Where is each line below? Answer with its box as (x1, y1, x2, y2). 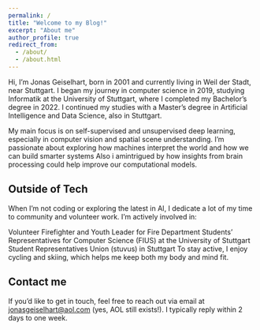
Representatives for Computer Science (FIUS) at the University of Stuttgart (8, 235, 251, 245)
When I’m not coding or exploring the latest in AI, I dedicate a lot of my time (8, 203, 253, 213)
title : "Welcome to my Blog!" (8, 19, 108, 27)
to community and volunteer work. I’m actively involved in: (8, 212, 197, 221)
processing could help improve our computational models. (8, 159, 198, 169)
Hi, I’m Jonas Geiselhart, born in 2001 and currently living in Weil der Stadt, (8, 77, 252, 87)
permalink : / (8, 11, 51, 20)
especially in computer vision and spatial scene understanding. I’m (8, 134, 225, 144)
